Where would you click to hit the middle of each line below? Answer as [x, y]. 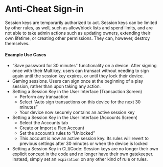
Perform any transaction [44, 97]
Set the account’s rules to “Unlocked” [57, 133]
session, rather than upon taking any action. [57, 86]
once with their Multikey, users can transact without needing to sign [81, 71]
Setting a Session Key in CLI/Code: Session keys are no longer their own [85, 149]
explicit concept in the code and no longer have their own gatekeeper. [83, 154]
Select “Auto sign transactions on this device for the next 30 [80, 102]
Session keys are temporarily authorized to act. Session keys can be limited [81, 23]
